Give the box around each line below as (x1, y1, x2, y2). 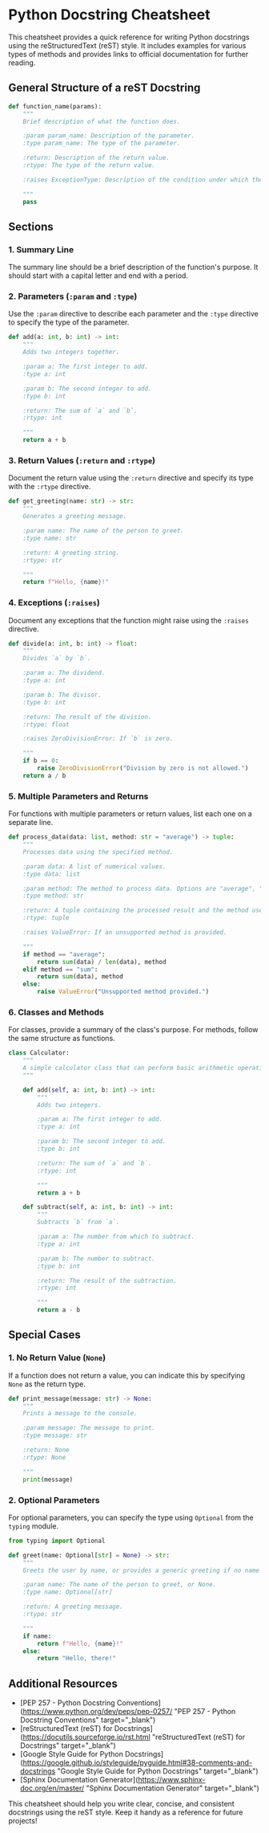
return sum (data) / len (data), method (37, 957, 167, 965)
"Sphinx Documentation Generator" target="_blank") (86, 1783, 260, 1793)
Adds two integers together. (22, 348, 120, 357)
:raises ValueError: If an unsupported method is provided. (22, 929, 227, 937)
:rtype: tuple (22, 914, 70, 922)
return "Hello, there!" (37, 1655, 116, 1663)
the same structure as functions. (8, 1034, 116, 1043)
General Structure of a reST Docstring (8, 81, 201, 95)
